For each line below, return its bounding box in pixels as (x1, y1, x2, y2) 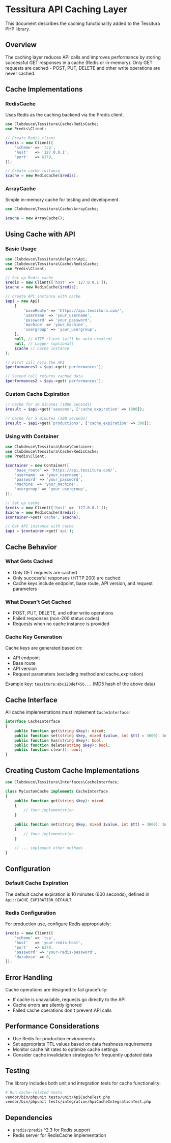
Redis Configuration (5, 909, 56, 916)
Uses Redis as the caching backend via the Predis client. (5, 112, 124, 118)
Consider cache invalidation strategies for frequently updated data (12, 1051, 153, 1058)
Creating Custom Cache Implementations (5, 766, 140, 775)
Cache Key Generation (5, 633, 62, 640)
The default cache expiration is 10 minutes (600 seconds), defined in (5, 891, 150, 897)
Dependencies (5, 1113, 52, 1122)
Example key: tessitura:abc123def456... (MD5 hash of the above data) (5, 681, 155, 687)
